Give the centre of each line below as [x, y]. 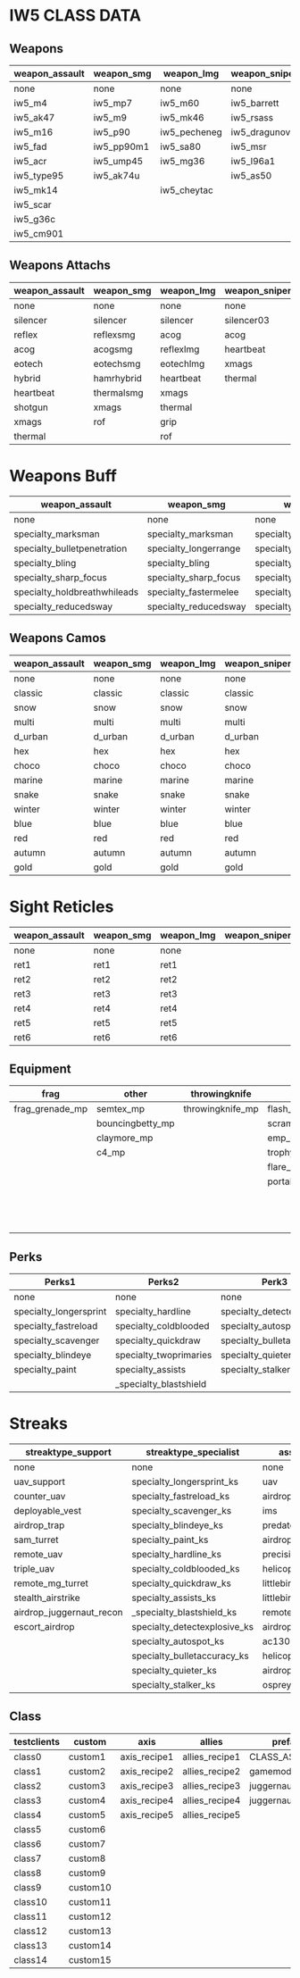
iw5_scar [33, 204]
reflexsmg [114, 334]
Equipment [40, 1068]
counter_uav [40, 1497]
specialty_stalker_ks [174, 1685]
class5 [28, 1829]
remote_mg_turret [51, 1583]
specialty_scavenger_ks [182, 1511]
